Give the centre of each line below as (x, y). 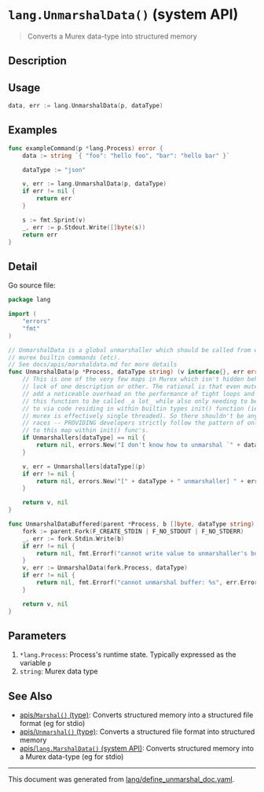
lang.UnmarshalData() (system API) (123, 15)
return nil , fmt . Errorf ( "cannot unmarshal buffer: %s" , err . (139, 583)
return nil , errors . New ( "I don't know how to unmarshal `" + (139, 445)
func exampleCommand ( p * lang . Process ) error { (86, 148)
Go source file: (32, 285)
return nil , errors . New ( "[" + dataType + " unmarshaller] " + (140, 481)
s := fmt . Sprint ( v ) (54, 220)
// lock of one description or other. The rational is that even (132, 387)
